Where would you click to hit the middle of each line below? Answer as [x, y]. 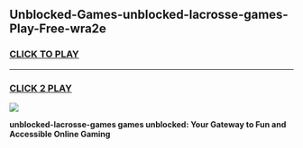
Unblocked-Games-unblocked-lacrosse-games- [149, 15]
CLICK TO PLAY [44, 55]
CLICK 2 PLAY [41, 88]
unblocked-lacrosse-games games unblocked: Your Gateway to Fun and [148, 124]
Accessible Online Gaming [60, 134]
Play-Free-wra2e [58, 29]
